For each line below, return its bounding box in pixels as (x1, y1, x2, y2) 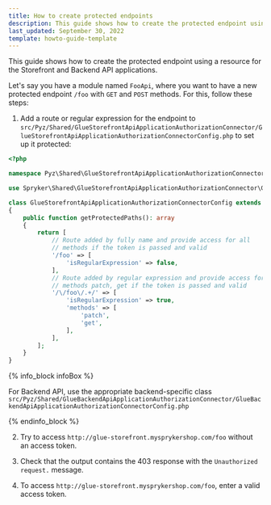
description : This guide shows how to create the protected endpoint (8, 19, 248, 27)
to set (235, 131, 255, 141)
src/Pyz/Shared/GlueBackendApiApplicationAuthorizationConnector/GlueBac (8, 395, 262, 404)
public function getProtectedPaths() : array (23, 213, 175, 222)
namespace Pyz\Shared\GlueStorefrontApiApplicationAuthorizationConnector (8, 170, 265, 178)
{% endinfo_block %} (8, 417, 80, 427)
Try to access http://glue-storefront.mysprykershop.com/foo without (19, 432, 253, 442)
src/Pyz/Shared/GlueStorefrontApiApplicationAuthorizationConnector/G (19, 124, 263, 132)
